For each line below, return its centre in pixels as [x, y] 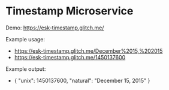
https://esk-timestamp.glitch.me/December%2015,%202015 [88, 51]
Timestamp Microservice [70, 11]
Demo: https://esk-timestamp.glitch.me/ [55, 28]
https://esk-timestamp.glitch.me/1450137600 [70, 57]
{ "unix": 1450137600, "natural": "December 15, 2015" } [82, 80]
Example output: [26, 69]
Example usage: [25, 39]
